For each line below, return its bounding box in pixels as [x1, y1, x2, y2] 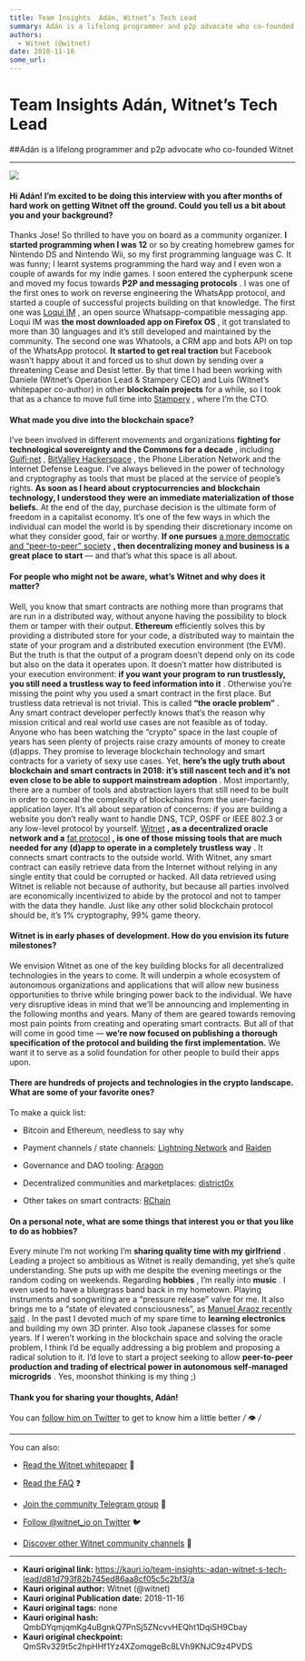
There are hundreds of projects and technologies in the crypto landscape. [9, 1077, 293, 1088]
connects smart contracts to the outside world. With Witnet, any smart [9, 851, 272, 862]
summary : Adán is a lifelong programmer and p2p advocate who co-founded [9, 22, 295, 31]
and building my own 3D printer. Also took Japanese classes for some [9, 1322, 271, 1334]
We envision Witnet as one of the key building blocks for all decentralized [9, 959, 284, 971]
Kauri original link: [22, 1564, 93, 1575]
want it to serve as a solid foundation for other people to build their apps [9, 1047, 280, 1057]
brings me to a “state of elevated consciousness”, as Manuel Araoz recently [9, 1303, 292, 1314]
